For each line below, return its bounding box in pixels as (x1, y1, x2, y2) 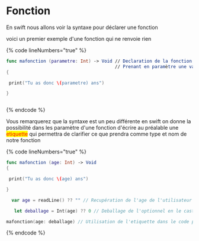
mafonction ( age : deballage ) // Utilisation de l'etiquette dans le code (6, 218, 190, 224)
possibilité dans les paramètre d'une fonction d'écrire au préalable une (6, 124, 179, 131)
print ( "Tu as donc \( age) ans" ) (8, 176, 89, 182)
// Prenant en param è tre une (114, 63, 187, 69)
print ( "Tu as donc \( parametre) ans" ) (8, 80, 105, 86)
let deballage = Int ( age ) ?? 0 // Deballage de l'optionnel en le (14, 208, 182, 214)
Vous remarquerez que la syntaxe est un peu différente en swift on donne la (6, 118, 191, 125)
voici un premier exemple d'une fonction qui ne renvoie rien (6, 35, 152, 42)
